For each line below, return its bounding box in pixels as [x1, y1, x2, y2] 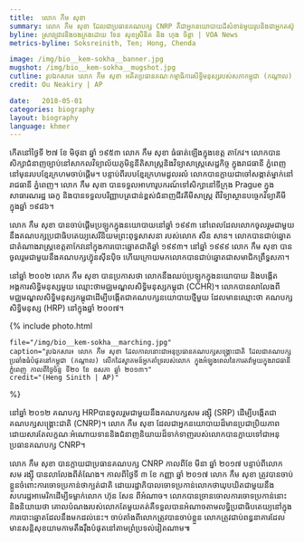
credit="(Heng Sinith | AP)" [9, 373, 119, 383]
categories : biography [9, 105, 95, 114]
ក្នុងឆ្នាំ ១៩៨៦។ [9, 201, 54, 212]
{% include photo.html [9, 320, 93, 331]
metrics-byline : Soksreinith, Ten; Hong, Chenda [9, 38, 196, 48]
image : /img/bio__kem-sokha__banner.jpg [9, 55, 165, 64]
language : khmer [9, 121, 71, 131]
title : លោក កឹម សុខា [9, 13, 86, 23]
